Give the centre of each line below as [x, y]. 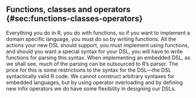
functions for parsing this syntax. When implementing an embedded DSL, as [98, 57]
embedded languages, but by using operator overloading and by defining [94, 82]
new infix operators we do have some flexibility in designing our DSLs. [91, 88]
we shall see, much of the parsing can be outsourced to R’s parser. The [92, 64]
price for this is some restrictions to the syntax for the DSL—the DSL [89, 70]
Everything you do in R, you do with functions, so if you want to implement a [98, 33]
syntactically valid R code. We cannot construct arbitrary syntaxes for [90, 76]
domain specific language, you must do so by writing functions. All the [91, 39]
